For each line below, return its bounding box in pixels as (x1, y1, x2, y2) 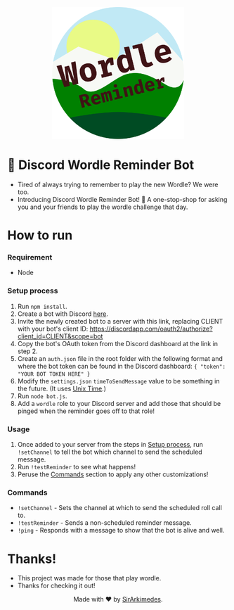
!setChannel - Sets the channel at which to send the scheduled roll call (17, 504, 223, 512)
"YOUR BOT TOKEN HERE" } (17, 370, 91, 378)
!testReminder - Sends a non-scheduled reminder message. (17, 519, 192, 527)
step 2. (17, 347, 38, 355)
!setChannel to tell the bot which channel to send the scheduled (17, 447, 202, 457)
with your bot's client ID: (17, 324, 89, 333)
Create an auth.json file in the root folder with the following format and (17, 354, 223, 362)
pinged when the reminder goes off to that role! (17, 407, 155, 415)
